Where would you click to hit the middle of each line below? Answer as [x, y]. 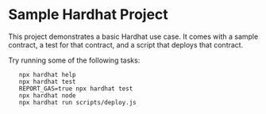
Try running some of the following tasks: [74, 60]
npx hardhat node [48, 95]
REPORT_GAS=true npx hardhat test [76, 89]
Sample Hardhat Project [88, 15]
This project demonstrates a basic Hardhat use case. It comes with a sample [133, 36]
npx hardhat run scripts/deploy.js [77, 102]
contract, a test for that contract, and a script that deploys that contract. [126, 44]
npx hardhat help [48, 74]
